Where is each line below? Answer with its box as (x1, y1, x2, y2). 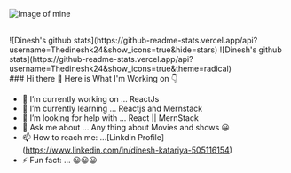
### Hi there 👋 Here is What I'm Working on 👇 (9, 74, 178, 83)
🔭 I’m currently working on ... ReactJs (21, 94, 160, 104)
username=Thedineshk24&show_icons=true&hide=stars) (9, 44, 218, 55)
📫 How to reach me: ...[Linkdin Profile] (21, 132, 165, 142)
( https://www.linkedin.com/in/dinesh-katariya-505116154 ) (21, 145, 233, 155)
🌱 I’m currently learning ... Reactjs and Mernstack (21, 103, 203, 114)
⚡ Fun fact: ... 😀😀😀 (21, 155, 98, 165)
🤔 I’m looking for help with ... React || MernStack (21, 113, 200, 123)
